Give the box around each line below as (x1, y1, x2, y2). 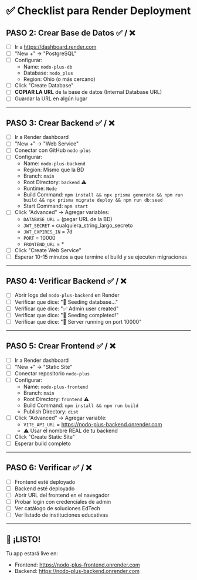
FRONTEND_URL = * (23, 240, 64, 247)
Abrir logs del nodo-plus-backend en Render (14, 291, 120, 299)
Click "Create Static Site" (14, 433, 75, 440)
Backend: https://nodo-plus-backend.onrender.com (14, 568, 140, 574)
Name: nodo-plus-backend (23, 160, 86, 167)
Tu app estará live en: (6, 550, 59, 557)
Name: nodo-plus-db (23, 63, 73, 70)
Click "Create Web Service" (14, 246, 82, 253)
